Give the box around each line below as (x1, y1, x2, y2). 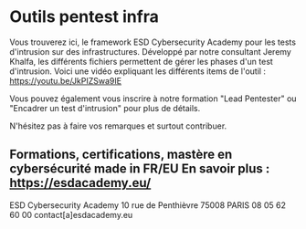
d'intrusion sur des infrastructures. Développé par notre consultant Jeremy (9, 46, 292, 57)
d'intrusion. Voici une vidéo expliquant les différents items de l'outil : (9, 66, 267, 77)
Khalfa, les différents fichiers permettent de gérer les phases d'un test (9, 56, 274, 67)
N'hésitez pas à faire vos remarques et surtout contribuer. (9, 120, 227, 131)
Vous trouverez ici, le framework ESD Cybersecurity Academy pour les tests (9, 36, 297, 47)
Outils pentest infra (9, 6, 160, 27)
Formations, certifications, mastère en (9, 147, 233, 162)
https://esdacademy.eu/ (9, 175, 152, 191)
